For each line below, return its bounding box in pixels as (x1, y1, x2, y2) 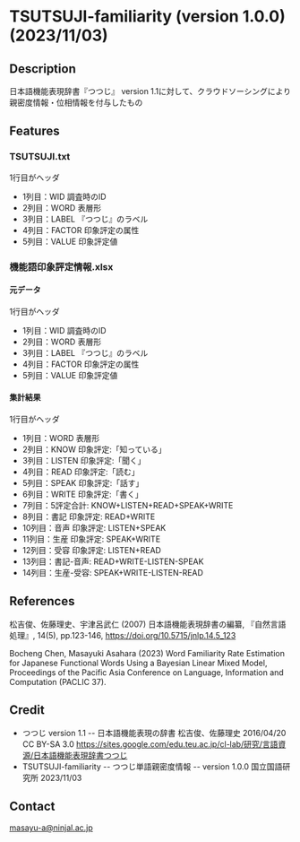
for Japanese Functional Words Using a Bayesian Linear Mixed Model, (9, 657, 268, 668)
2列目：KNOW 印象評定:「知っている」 (21, 444, 167, 455)
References (9, 594, 75, 609)
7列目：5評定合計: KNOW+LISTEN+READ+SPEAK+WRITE (21, 500, 234, 511)
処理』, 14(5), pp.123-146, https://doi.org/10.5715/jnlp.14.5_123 (9, 629, 236, 640)
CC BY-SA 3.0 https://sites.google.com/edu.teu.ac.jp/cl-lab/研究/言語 (21, 738, 279, 750)
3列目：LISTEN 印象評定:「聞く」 (21, 456, 146, 466)
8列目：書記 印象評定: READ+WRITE (21, 511, 156, 522)
